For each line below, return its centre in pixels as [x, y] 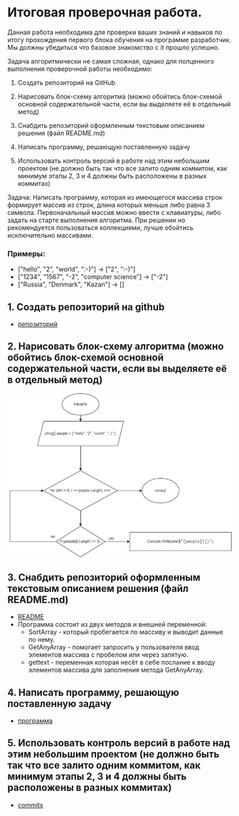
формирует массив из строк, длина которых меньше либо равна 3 [109, 205]
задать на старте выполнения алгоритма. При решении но [96, 220]
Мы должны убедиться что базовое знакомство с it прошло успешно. [114, 47]
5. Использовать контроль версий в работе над [119, 743]
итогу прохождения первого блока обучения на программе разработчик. [119, 39]
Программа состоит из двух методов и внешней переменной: [112, 625]
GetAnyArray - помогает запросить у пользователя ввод [114, 648]
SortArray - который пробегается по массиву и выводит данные [126, 632]
